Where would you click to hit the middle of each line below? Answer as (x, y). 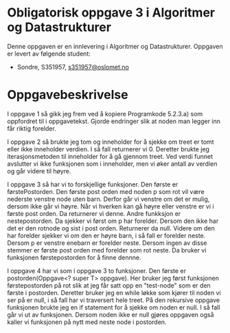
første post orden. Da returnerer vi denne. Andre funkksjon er (94, 213)
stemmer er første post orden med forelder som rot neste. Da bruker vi (107, 250)
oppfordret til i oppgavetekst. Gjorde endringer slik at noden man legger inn (114, 121)
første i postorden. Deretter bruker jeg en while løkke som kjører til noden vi (114, 292)
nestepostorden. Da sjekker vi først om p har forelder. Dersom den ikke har (113, 221)
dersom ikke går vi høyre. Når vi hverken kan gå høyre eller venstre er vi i (111, 206)
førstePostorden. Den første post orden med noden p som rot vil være (106, 191)
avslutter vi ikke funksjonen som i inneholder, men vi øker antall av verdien (112, 164)
